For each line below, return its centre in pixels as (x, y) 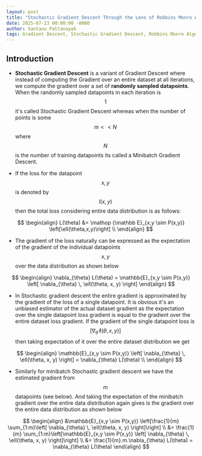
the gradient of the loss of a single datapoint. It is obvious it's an (94, 302)
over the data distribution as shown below (67, 266)
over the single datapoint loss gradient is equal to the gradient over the (103, 314)
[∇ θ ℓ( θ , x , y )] (106, 331)
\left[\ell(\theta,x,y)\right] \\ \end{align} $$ (101, 229)
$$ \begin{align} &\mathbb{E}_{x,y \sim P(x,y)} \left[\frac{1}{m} (101, 421)
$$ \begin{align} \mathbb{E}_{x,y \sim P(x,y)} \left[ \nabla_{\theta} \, (101, 353)
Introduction (30, 59)
